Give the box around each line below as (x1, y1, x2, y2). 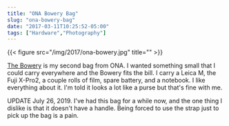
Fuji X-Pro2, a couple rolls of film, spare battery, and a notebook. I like (7, 76, 206, 85)
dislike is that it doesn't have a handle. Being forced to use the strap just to (7, 104, 219, 112)
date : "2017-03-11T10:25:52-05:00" (7, 23, 110, 30)
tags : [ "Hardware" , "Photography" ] (7, 29, 107, 36)
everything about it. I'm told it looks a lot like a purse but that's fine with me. (7, 83, 223, 92)
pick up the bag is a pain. (7, 112, 79, 120)
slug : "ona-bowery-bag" (7, 17, 76, 23)
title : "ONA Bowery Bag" (7, 10, 79, 17)
